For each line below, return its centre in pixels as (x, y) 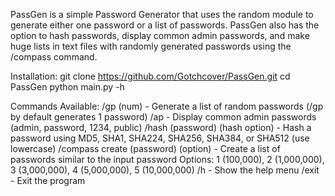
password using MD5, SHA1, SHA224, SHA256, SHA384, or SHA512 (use (160, 138)
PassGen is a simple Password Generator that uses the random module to (162, 14)
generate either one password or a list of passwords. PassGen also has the (165, 25)
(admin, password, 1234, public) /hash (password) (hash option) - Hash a (161, 127)
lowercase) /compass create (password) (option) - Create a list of (145, 148)
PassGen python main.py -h (67, 87)
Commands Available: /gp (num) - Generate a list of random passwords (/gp (167, 106)
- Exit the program (48, 180)
